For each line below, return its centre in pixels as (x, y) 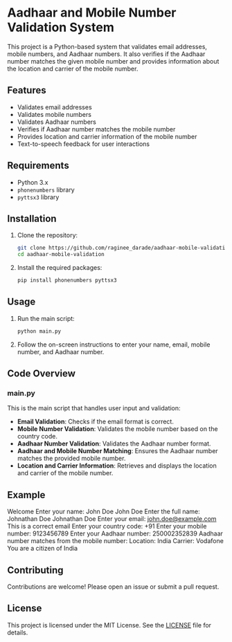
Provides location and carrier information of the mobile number (107, 136)
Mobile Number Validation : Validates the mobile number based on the (117, 429)
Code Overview (42, 374)
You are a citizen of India (43, 549)
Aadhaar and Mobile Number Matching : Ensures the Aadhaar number (117, 451)
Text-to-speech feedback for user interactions (83, 144)
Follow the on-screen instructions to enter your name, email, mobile (114, 345)
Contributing (35, 570)
